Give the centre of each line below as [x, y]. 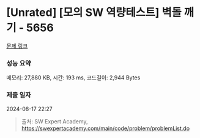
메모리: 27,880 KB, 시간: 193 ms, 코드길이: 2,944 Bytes [73, 78]
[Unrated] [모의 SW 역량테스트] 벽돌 [94, 13]
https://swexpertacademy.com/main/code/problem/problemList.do [106, 128]
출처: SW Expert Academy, [54, 121]
